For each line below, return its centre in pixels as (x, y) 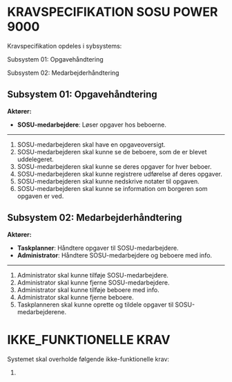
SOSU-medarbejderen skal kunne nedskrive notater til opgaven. (108, 181)
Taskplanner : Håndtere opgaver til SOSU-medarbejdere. (98, 248)
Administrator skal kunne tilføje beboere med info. (88, 290)
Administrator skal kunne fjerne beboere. (76, 297)
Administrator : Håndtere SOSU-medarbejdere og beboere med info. (115, 255)
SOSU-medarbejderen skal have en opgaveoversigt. (91, 144)
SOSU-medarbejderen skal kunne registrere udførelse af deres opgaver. (120, 174)
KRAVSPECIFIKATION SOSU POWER (113, 12)
